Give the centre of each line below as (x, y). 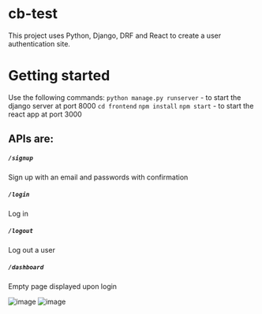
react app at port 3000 (45, 114)
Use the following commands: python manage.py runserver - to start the (125, 97)
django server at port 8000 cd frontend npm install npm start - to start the (131, 105)
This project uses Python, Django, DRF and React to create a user (115, 35)
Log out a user (32, 250)
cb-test (33, 14)
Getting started (59, 76)
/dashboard (26, 267)
